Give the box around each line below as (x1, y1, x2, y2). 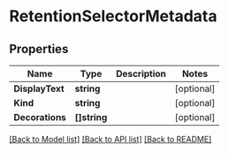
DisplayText (13, 82, 65, 95)
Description (116, 68, 166, 80)
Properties (9, 42, 69, 57)
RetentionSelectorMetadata (9, 6, 218, 27)
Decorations (13, 111, 66, 123)
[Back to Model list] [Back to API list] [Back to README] (9, 134, 212, 144)
